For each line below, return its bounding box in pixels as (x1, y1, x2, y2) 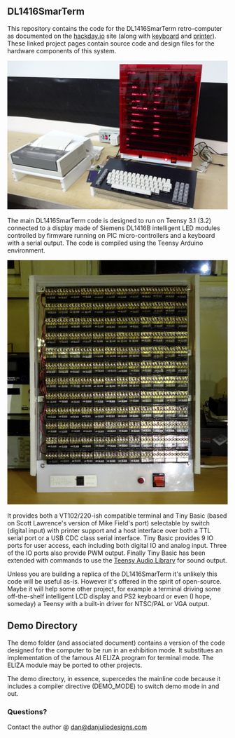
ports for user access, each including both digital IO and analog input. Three (7, 541, 227, 549)
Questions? (7, 706, 48, 716)
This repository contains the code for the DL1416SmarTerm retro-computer (7, 24, 222, 32)
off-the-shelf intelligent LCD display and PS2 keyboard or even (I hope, (7, 592, 212, 601)
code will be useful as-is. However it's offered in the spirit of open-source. (7, 577, 222, 585)
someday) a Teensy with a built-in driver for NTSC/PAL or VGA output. (7, 599, 210, 608)
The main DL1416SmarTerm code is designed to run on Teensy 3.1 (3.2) (7, 217, 212, 225)
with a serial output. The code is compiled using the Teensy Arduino (7, 239, 204, 248)
